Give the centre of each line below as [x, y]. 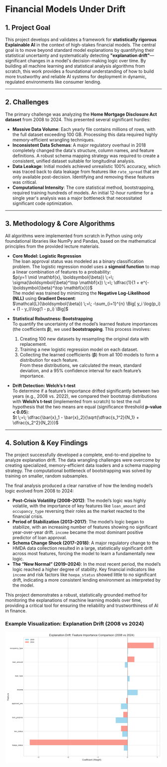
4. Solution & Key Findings [46, 443]
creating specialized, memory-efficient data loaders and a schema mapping [83, 465]
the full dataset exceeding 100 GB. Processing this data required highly [85, 134]
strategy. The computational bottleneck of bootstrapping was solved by [78, 471]
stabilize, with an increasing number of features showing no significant [85, 527]
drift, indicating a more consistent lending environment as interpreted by [86, 580]
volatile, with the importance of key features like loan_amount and [79, 506]
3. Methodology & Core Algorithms [60, 224]
